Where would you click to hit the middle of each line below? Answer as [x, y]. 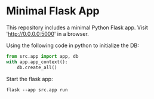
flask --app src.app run [37, 90]
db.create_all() [37, 67]
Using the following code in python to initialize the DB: [73, 45]
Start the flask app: [30, 79]
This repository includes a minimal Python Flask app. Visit [77, 27]
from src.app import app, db [42, 56]
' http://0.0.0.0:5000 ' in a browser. [48, 33]
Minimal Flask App [53, 11]
